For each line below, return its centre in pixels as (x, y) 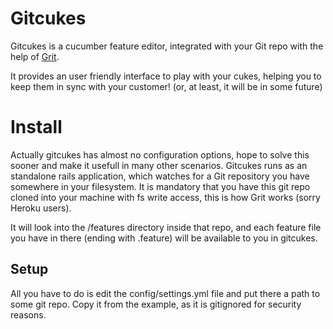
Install (36, 127)
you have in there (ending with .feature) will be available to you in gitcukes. (164, 238)
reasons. (28, 314)
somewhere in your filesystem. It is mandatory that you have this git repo (160, 186)
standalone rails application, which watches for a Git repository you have (160, 176)
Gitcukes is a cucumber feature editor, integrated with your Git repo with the (167, 46)
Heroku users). (41, 208)
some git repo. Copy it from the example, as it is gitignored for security (156, 304)
